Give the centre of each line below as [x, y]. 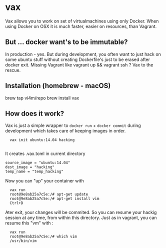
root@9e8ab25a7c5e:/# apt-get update [49, 194]
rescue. [13, 70]
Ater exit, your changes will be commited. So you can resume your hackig [81, 212]
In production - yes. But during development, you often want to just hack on [83, 54]
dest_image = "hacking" [30, 167]
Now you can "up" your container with [44, 181]
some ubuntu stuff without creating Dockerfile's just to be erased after [77, 59]
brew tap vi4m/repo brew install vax [42, 98]
